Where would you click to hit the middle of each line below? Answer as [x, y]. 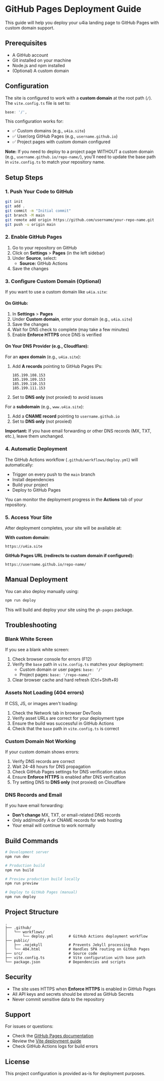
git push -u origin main [30, 224]
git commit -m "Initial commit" [38, 211]
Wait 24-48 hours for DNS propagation [51, 766]
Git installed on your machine [42, 60]
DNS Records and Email [34, 795]
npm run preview [22, 884]
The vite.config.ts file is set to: [38, 103]
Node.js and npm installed [38, 65]
